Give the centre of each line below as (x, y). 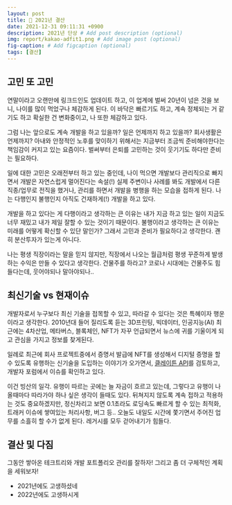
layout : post (26, 14)
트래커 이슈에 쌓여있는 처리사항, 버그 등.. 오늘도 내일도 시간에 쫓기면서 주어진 (110, 412)
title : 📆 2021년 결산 (36, 20)
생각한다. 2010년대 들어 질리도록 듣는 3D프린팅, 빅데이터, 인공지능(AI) (120, 322)
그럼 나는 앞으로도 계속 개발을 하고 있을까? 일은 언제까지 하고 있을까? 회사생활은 (115, 132)
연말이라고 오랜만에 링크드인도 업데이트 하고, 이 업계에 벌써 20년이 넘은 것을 (110, 100)
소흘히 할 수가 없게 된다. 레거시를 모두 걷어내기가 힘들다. (96, 420)
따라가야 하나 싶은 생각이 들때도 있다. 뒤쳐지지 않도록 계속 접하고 (118, 395)
